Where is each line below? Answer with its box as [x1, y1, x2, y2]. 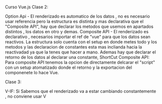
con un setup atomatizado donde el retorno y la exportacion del [5, 65, 132, 70]
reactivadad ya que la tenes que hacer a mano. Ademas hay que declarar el [5, 49, 156, 55]
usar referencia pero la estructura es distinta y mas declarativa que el [5, 19, 144, 24]
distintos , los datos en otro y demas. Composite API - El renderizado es [5, 29, 149, 34]
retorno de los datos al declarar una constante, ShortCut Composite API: [5, 54, 150, 60]
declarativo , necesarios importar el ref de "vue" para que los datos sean [5, 34, 150, 39]
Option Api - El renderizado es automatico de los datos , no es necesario [5, 13, 150, 19]
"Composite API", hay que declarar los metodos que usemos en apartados [5, 24, 154, 29]
